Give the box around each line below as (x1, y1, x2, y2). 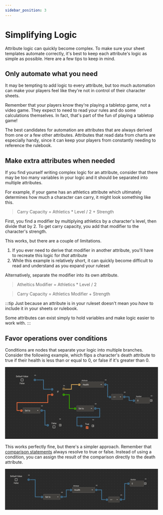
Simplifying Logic (5, 29, 77, 40)
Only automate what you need (5, 69, 98, 78)
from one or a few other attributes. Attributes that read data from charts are (5, 132, 156, 138)
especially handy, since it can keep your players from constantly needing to (5, 137, 156, 143)
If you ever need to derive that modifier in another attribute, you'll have (12, 247, 154, 253)
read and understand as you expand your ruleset (12, 263, 110, 269)
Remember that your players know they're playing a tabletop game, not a (5, 102, 151, 108)
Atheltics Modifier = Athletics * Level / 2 (16, 282, 97, 288)
